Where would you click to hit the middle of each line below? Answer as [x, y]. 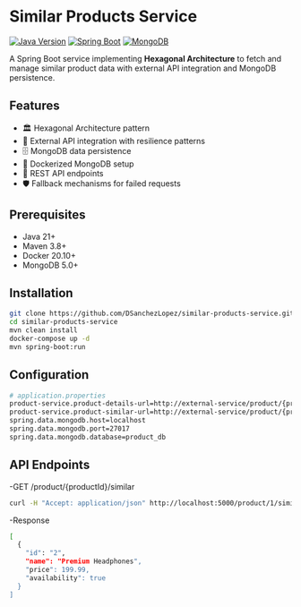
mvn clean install [43, 330]
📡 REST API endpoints [63, 173]
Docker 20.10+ [49, 255]
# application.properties [57, 396]
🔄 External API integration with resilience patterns [114, 141]
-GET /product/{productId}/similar [72, 486]
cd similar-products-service [64, 322]
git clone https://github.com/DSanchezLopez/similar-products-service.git [152, 314]
